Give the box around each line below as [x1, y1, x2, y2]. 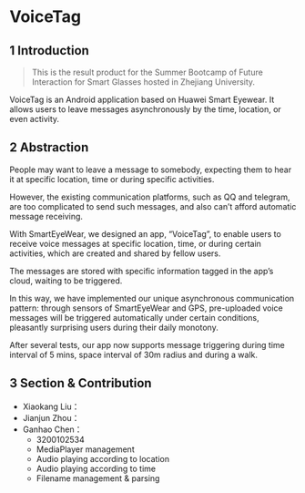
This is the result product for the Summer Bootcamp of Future [31, 67, 264, 77]
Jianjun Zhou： [22, 412, 80, 423]
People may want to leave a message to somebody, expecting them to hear [9, 164, 292, 175]
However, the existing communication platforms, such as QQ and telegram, [9, 191, 290, 202]
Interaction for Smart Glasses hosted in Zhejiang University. [31, 77, 256, 87]
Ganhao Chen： [22, 424, 83, 435]
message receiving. [9, 211, 84, 221]
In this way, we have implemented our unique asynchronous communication [9, 293, 295, 303]
